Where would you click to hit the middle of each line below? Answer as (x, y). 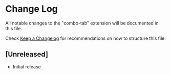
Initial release (27, 66)
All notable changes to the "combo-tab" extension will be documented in (82, 23)
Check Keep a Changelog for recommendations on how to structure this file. (86, 38)
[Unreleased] (27, 54)
